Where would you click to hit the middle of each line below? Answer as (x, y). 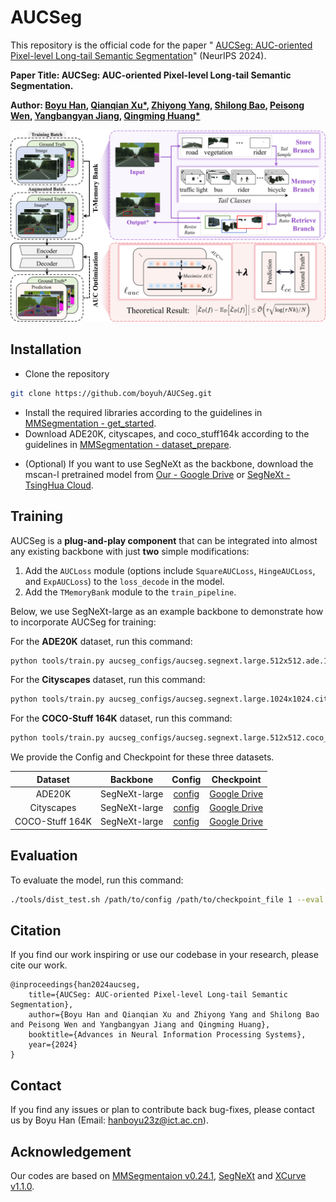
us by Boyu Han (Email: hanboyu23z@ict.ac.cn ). (109, 1120)
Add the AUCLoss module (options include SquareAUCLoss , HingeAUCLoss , (170, 570)
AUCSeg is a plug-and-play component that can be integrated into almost (164, 540)
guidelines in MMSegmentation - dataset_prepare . (128, 444)
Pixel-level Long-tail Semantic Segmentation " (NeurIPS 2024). (138, 55)
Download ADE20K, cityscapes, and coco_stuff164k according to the (167, 433)
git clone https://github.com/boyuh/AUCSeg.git (111, 393)
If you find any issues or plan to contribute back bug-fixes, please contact (162, 1110)
